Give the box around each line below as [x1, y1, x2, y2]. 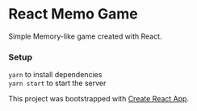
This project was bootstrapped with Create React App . [8, 94, 190, 104]
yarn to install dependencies [8, 70, 103, 80]
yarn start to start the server [8, 78, 107, 88]
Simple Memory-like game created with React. [8, 31, 163, 41]
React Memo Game [8, 5, 139, 23]
